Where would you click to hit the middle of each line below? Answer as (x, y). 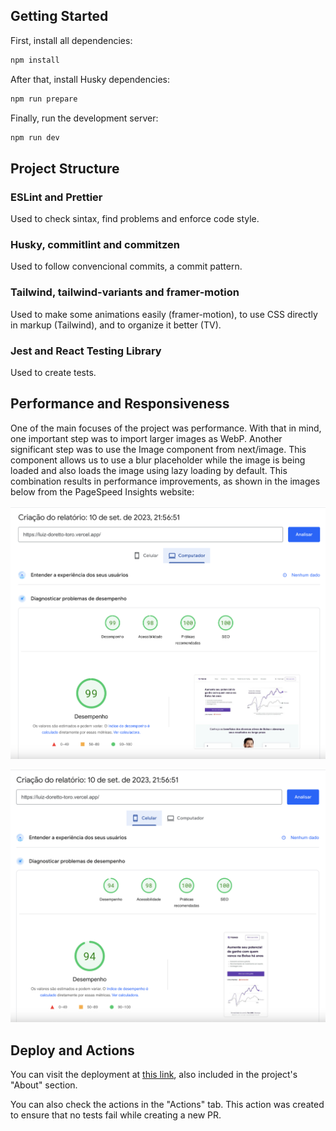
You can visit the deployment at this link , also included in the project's (154, 1075)
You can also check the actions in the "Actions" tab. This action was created (167, 1105)
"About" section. (44, 1085)
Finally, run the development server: (84, 118)
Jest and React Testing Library (86, 351)
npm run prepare (44, 99)
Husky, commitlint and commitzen (95, 245)
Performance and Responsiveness (120, 404)
